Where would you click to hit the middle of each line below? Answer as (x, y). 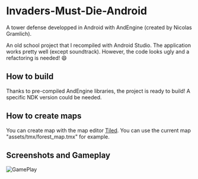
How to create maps (44, 116)
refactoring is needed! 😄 (36, 58)
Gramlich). (19, 33)
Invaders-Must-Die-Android (76, 11)
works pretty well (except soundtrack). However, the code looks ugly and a (98, 51)
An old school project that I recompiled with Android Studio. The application (99, 45)
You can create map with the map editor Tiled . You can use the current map (98, 130)
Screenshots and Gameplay (58, 155)
